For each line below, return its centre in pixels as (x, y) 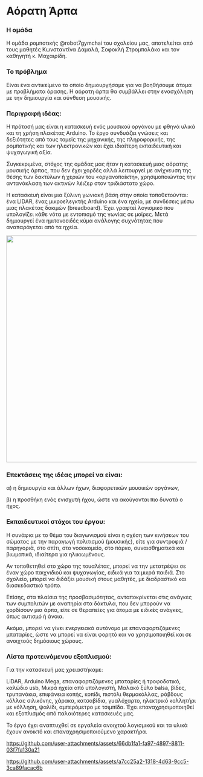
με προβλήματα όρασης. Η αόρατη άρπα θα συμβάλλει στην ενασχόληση (100, 91)
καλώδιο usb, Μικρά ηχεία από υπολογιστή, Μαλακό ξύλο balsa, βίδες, (96, 688)
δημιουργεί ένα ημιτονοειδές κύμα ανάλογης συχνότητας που (85, 221)
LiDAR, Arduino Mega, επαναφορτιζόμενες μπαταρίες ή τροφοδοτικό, (94, 681)
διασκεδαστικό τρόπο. (34, 585)
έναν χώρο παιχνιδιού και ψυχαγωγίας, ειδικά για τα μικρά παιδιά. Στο (96, 572)
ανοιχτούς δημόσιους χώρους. (45, 641)
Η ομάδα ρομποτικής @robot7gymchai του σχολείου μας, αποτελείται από (100, 43)
